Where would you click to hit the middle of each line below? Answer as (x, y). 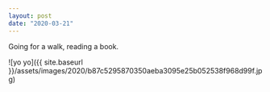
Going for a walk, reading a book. (64, 46)
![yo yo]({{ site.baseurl (46, 62)
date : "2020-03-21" (41, 23)
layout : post (30, 16)
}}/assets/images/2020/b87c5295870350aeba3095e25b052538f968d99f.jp (135, 70)
